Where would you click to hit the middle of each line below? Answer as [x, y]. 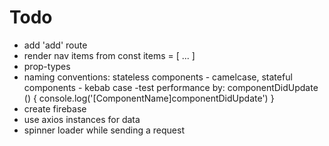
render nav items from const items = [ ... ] [109, 55]
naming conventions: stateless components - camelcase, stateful [158, 77]
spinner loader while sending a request [104, 130]
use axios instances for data [82, 119]
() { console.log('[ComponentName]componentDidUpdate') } [149, 98]
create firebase [55, 108]
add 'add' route [55, 45]
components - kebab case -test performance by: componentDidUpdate [171, 87]
